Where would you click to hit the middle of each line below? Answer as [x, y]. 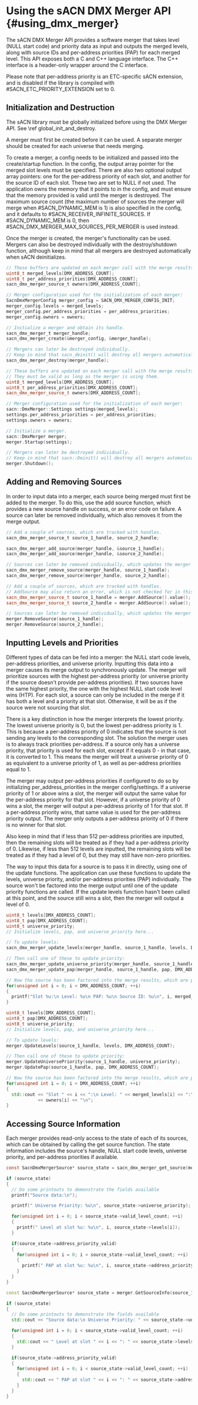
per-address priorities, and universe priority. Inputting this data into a [90, 663]
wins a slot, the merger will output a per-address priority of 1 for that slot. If [97, 805]
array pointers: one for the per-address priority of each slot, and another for [98, 176]
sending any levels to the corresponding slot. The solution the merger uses [97, 737]
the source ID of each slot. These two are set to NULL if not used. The [91, 182]
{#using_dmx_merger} [63, 23]
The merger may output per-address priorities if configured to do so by [92, 781]
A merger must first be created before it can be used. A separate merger [94, 140]
